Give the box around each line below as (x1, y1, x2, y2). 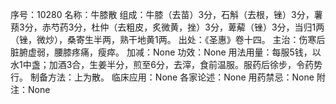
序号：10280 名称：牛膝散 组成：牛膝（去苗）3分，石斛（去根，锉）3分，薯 (10, 9, 323, 20)
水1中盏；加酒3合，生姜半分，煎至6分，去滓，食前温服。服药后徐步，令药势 (10, 59, 323, 70)
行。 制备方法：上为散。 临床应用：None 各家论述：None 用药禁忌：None (10, 71, 315, 83)
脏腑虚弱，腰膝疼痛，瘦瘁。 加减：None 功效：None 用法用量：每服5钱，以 (10, 46, 322, 58)
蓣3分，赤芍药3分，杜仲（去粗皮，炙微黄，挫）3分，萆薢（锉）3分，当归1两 (10, 21, 325, 33)
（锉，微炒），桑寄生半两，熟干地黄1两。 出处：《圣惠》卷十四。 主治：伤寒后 (10, 34, 326, 45)
